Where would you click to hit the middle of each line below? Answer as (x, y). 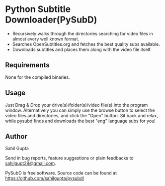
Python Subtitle (38, 9)
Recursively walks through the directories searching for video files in (82, 33)
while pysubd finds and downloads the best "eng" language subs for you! (80, 121)
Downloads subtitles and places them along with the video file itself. (82, 49)
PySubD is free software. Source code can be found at (61, 173)
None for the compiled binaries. (38, 77)
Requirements (27, 65)
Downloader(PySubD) (51, 20)
